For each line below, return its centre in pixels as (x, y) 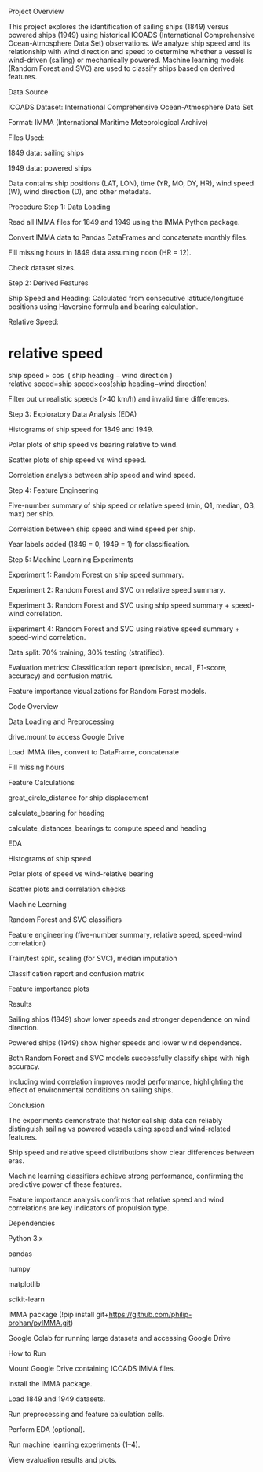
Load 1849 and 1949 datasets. (57, 1399)
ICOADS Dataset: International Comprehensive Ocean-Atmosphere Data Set (131, 107)
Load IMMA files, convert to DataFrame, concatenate (93, 752)
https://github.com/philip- (150, 1314)
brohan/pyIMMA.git (39, 1323)
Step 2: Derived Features (48, 283)
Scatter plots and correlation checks (67, 889)
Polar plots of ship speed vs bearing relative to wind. (93, 444)
